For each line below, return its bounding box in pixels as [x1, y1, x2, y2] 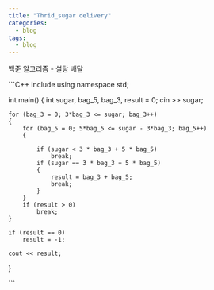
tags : [8, 33, 26, 42]
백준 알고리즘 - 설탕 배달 [8, 64, 83, 74]
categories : [8, 19, 48, 27]
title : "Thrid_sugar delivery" [8, 11, 112, 20]
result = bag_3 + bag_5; [50, 173, 133, 181]
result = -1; [22, 236, 66, 244]
